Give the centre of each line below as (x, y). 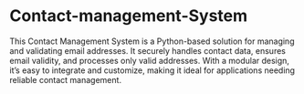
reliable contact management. (65, 79)
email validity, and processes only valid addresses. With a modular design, (150, 60)
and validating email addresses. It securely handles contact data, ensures (147, 50)
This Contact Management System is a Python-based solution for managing (152, 41)
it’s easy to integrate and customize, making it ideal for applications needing (152, 70)
